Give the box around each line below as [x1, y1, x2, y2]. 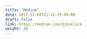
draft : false [5, 17, 33, 22]
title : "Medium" [5, 7, 39, 13]
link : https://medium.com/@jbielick [5, 21, 82, 27]
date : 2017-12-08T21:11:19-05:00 [5, 12, 75, 17]
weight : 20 [5, 26, 28, 31]
